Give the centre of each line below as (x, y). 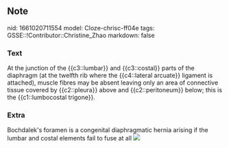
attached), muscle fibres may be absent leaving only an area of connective (113, 83)
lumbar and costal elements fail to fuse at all (70, 138)
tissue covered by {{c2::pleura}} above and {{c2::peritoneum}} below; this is (115, 90)
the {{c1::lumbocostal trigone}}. (51, 97)
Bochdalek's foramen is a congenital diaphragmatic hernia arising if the (108, 130)
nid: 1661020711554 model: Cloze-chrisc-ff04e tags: (81, 28)
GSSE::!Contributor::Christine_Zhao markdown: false (81, 35)
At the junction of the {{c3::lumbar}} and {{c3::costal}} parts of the (101, 68)
